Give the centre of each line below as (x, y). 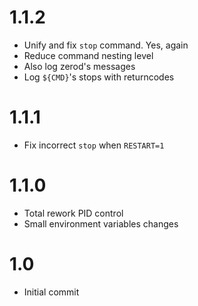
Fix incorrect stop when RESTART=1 (94, 145)
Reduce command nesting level (88, 55)
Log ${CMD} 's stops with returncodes (99, 77)
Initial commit (51, 292)
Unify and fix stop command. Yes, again (106, 45)
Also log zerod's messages (79, 66)
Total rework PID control (73, 213)
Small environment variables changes (101, 223)
